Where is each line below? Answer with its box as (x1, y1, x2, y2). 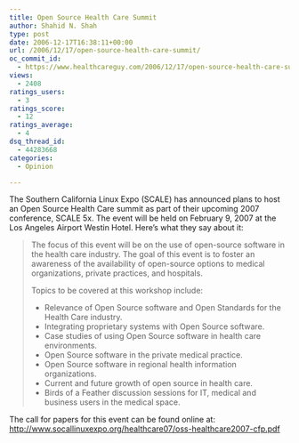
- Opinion (17, 162, 53, 171)
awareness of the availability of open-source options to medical (30, 259, 265, 270)
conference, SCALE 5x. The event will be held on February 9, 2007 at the (9, 213, 277, 223)
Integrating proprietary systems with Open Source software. (44, 321, 265, 332)
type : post (9, 29, 50, 38)
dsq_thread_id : (9, 137, 66, 146)
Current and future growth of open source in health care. (44, 378, 254, 389)
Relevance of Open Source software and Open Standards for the (44, 302, 282, 313)
